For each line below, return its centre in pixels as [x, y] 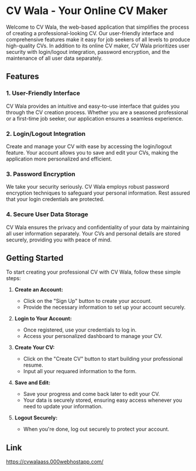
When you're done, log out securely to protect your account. [96, 429]
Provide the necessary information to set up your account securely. [104, 307]
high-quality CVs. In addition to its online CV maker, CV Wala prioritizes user [98, 46]
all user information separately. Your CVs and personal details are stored [93, 233]
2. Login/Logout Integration [46, 134]
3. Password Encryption [41, 174]
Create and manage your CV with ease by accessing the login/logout [89, 146]
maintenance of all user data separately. [54, 58]
